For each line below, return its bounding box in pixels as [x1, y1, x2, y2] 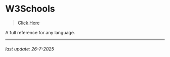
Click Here [17, 20, 40, 26]
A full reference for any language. [5, 29, 75, 35]
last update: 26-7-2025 [5, 46, 54, 52]
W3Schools [5, 3, 55, 15]
